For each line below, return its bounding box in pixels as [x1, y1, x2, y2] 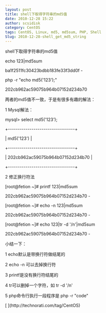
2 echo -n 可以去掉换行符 [5, 261, 56, 267]
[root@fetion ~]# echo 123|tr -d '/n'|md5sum [5, 221, 95, 227]
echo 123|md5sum [5, 58, 42, 64]
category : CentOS [5, 25, 41, 30]
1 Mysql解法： [5, 107, 33, 113]
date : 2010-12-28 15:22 [5, 16, 54, 21]
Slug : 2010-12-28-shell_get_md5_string [5, 35, 86, 39]
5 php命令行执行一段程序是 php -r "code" [5, 293, 89, 298]
